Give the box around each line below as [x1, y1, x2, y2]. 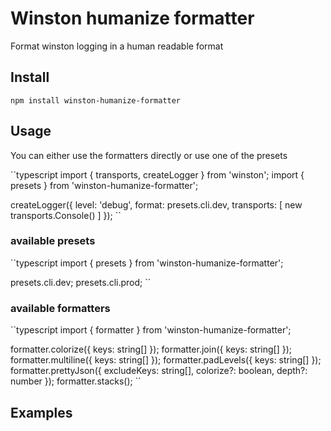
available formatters [10, 301, 111, 315]
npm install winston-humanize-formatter [10, 95, 182, 106]
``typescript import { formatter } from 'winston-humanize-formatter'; [10, 324, 292, 336]
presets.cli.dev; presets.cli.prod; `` [10, 276, 152, 288]
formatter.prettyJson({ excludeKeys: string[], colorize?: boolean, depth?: [10, 365, 308, 377]
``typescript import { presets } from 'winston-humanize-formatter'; [10, 257, 284, 269]
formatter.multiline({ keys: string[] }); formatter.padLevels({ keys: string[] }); [10, 354, 322, 366]
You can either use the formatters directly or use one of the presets [10, 149, 288, 161]
